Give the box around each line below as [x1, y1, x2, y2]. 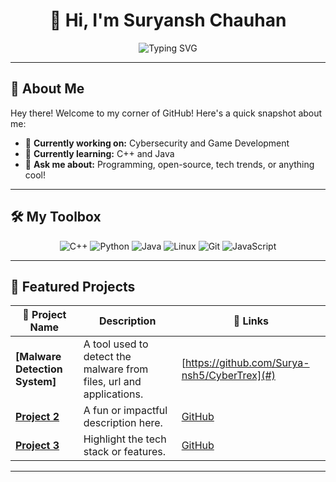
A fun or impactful [83, 404, 168, 418]
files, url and [83, 375, 142, 389]
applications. [83, 387, 144, 401]
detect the [83, 350, 132, 364]
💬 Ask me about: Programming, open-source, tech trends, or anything [24, 158, 315, 170]
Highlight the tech [83, 432, 167, 446]
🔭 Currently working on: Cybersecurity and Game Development [24, 137, 290, 149]
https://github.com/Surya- [184, 356, 310, 370]
